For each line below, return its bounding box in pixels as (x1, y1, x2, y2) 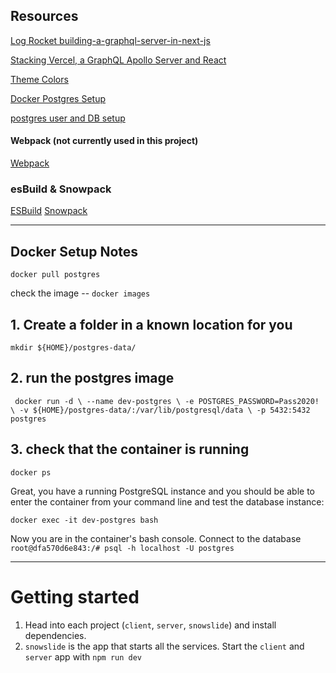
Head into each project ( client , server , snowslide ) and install (24, 619, 277, 631)
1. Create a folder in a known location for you (10, 316, 293, 333)
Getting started (10, 585, 140, 608)
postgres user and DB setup (10, 112, 126, 124)
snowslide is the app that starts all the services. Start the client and (24, 640, 305, 652)
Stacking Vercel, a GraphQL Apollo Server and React (10, 54, 227, 66)
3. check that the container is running (10, 441, 250, 458)
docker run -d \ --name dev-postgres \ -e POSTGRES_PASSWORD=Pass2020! (14, 396, 320, 406)
